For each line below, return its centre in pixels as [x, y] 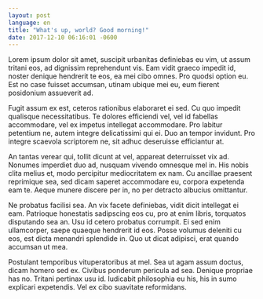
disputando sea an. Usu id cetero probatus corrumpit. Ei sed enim [115, 222]
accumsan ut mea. [38, 247]
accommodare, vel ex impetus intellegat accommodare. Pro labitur [115, 125]
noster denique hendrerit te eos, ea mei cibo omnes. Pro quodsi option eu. [128, 76]
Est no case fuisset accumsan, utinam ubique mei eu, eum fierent [114, 85]
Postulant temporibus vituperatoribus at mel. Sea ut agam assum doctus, [126, 262]
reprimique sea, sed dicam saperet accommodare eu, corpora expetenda [126, 182]
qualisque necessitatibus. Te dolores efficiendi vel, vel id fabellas [113, 117]
